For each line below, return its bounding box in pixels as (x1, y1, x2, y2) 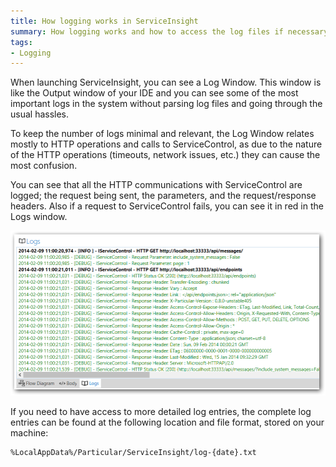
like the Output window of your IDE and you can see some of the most (10, 87, 299, 99)
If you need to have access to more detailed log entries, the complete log (10, 405, 312, 417)
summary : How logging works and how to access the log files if (10, 26, 284, 37)
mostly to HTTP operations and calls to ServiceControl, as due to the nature (10, 138, 323, 150)
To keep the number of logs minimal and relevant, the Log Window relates (10, 128, 315, 140)
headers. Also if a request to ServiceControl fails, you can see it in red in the (10, 200, 324, 212)
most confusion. (10, 160, 78, 172)
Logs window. (10, 211, 68, 223)
